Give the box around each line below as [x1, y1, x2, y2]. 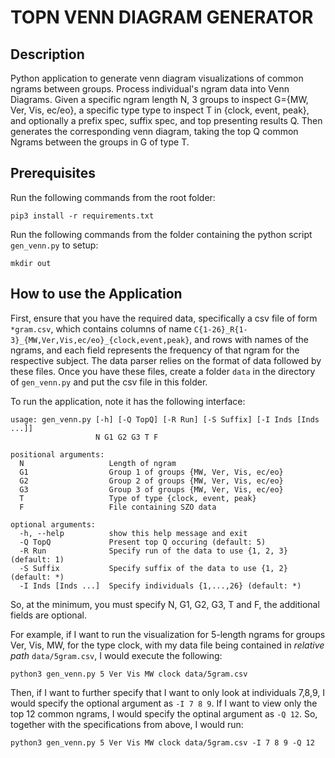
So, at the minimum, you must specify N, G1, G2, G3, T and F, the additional [10, 598, 320, 610]
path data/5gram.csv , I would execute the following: [10, 649, 223, 661]
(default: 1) [10, 554, 65, 565]
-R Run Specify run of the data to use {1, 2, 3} [19, 546, 288, 556]
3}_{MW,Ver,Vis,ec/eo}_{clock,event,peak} [10, 335, 190, 345]
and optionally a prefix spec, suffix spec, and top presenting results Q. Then [10, 115, 323, 126]
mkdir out [10, 258, 52, 268]
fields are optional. [10, 609, 87, 621]
